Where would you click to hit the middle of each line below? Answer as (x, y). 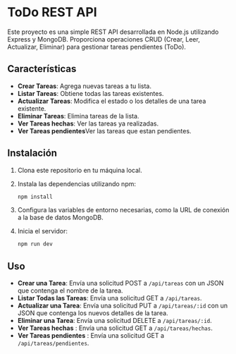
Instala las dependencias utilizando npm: (76, 183)
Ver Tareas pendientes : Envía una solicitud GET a (91, 336)
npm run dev (35, 244)
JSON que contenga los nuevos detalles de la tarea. (93, 313)
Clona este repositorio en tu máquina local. (80, 170)
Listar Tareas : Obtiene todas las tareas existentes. (91, 93)
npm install (35, 197)
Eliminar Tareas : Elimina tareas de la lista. (78, 116)
